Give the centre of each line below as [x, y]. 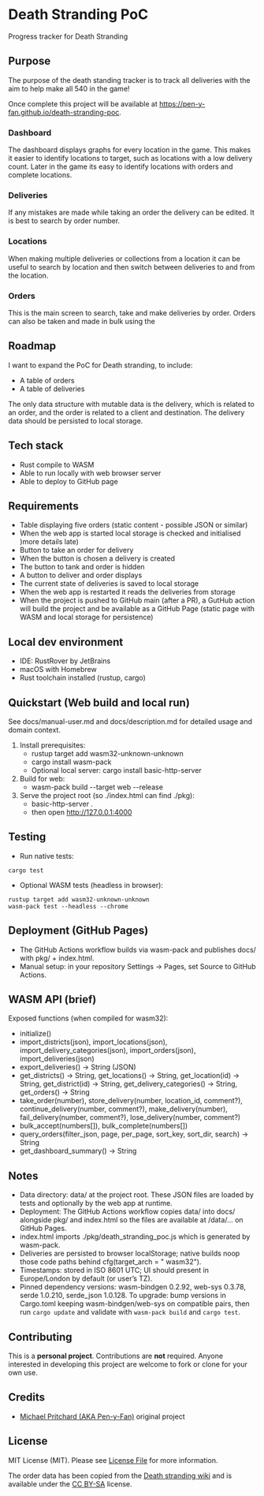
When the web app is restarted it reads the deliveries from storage [127, 592]
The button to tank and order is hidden [82, 567]
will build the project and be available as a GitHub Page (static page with [137, 609]
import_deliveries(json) [57, 1059]
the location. [28, 275]
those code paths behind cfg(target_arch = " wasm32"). [110, 1262]
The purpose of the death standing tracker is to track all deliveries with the [129, 80]
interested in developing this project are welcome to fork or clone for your [128, 1364]
